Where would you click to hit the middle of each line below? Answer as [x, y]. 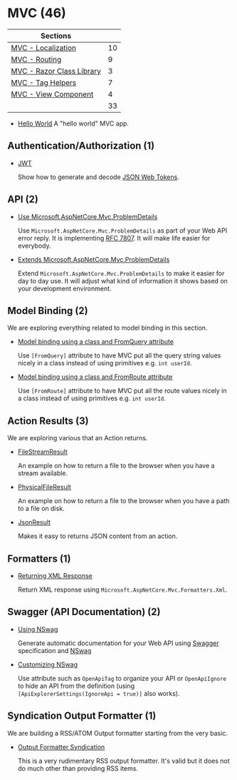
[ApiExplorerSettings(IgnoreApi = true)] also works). [99, 693]
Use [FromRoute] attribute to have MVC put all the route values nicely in [122, 391]
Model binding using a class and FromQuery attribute [96, 342]
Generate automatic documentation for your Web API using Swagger [118, 643]
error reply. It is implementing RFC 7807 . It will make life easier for [114, 238]
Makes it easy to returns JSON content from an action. [98, 536]
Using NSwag [38, 629]
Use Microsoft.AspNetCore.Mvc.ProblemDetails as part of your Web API [122, 231]
